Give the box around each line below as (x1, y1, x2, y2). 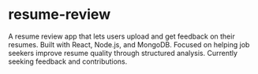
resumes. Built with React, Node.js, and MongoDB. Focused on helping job (8, 39, 250, 49)
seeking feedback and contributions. (8, 57, 128, 66)
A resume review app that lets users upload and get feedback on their (8, 31, 235, 41)
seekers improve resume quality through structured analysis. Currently (8, 48, 238, 57)
